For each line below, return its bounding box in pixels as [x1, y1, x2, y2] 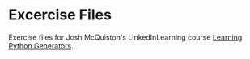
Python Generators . [8, 40, 74, 50]
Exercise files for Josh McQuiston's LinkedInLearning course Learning [8, 32, 243, 42]
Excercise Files [8, 6, 112, 24]
